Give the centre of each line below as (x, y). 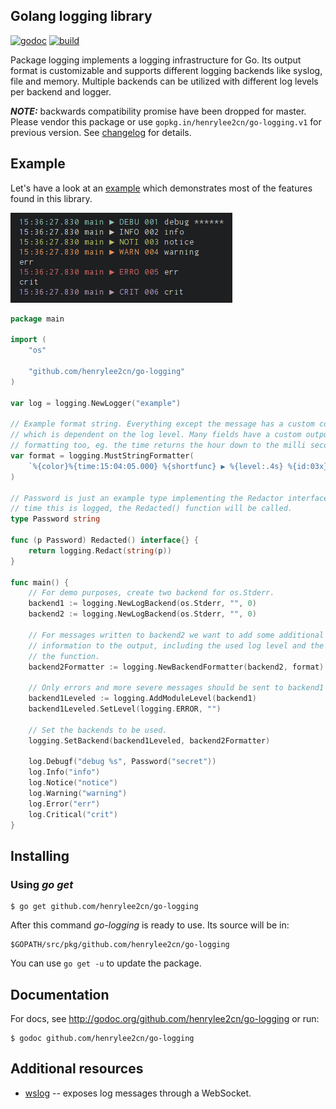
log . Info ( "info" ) (64, 772)
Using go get (42, 884)
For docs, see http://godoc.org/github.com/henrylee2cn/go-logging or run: (165, 1018)
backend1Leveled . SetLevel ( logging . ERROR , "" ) (125, 709)
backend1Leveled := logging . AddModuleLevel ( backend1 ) (142, 699)
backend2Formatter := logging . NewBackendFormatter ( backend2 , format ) (176, 667)
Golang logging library (81, 16)
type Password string (55, 519)
